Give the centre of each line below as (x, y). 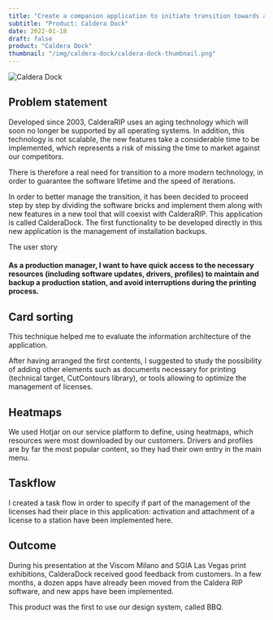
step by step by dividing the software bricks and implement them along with (135, 205)
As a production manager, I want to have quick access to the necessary (131, 266)
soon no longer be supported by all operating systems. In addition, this (127, 130)
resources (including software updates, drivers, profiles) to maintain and (134, 274)
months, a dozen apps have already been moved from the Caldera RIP (126, 583)
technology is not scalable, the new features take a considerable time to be (134, 139)
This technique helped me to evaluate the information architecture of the (130, 336)
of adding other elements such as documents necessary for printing (122, 370)
